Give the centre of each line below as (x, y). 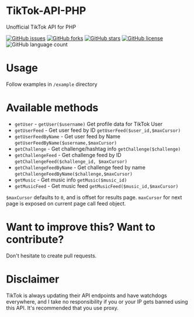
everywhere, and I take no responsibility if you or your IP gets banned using (97, 301)
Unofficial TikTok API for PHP (41, 27)
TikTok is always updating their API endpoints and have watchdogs (87, 295)
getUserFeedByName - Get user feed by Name (67, 136)
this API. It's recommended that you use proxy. (62, 308)
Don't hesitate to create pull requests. (51, 256)
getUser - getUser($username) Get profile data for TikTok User (89, 124)
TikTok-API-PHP (46, 11)
